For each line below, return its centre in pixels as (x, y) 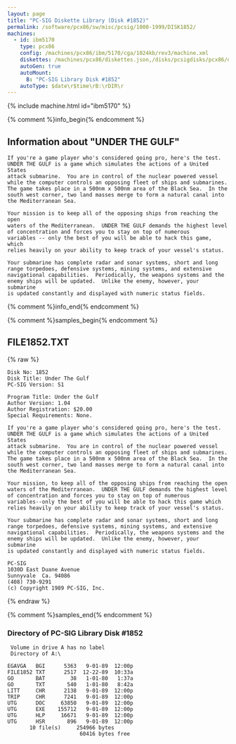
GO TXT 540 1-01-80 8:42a (70, 685)
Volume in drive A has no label (58, 648)
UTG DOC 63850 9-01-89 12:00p (70, 703)
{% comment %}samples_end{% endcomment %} (80, 614)
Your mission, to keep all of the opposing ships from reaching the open (118, 483)
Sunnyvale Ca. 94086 (39, 576)
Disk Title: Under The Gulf (48, 378)
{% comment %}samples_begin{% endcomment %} (83, 321)
